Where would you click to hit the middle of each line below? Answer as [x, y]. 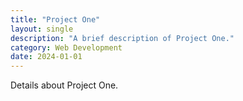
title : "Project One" [55, 19]
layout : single [42, 29]
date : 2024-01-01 [46, 57]
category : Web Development [66, 47]
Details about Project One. [64, 85]
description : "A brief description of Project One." [122, 38]
